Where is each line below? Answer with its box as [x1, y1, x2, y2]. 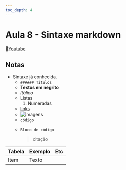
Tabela [8, 148, 25, 155]
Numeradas [27, 100, 52, 106]
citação [32, 136, 48, 142]
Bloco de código [20, 127, 54, 133]
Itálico [20, 90, 34, 96]
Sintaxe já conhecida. [12, 74, 57, 80]
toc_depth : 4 [5, 7, 33, 13]
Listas [20, 95, 33, 101]
